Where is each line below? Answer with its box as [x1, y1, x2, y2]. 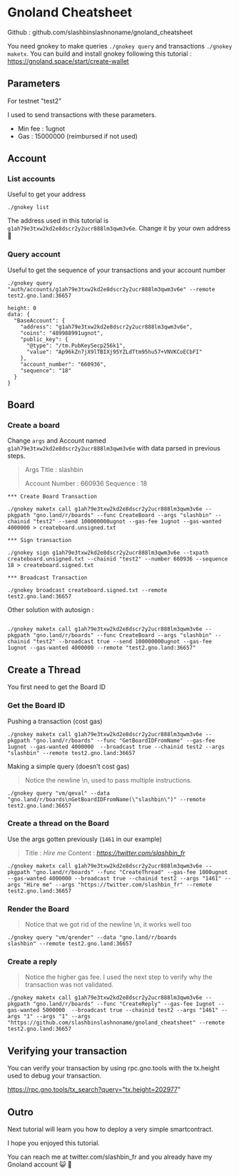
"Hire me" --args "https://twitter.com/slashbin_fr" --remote [23, 881, 213, 888]
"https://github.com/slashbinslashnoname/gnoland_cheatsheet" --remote [7, 1019, 225, 1027]
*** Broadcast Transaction [7, 574, 88, 582]
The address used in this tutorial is [7, 216, 109, 225]
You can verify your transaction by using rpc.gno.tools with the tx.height [7, 1064, 220, 1072]
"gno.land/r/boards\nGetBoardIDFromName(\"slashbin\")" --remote [7, 795, 205, 803]
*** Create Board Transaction [7, 493, 98, 501]
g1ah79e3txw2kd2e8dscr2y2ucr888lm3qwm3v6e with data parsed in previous [7, 444, 221, 453]
